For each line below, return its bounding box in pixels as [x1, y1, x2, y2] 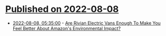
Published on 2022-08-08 [5, 3, 119, 15]
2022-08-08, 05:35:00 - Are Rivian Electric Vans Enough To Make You [12, 20, 161, 26]
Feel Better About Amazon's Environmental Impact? [12, 25, 121, 31]
